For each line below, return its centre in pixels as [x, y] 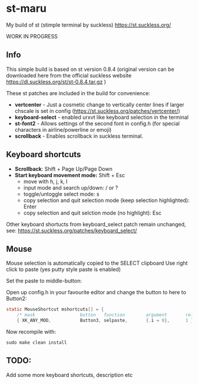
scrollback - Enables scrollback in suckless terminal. [79, 136]
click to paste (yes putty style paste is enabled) [63, 269]
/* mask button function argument [92, 315]
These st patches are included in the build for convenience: [78, 93]
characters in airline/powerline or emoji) [63, 129]
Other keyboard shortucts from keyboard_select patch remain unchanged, [96, 224]
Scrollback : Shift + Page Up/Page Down [64, 169]
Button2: [16, 299]
